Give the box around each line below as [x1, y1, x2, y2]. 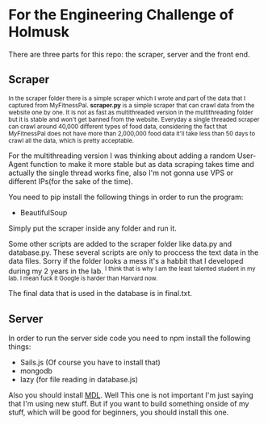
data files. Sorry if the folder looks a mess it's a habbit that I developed [8, 256, 244, 265]
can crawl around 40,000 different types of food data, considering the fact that [8, 123, 228, 131]
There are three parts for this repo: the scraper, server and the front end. [8, 49, 250, 59]
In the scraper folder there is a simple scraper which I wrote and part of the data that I [8, 94, 246, 102]
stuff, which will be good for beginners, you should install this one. [8, 407, 229, 417]
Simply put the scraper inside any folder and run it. [8, 223, 178, 233]
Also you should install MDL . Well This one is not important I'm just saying [8, 390, 254, 400]
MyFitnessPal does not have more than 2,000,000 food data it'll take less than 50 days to [8, 129, 256, 138]
